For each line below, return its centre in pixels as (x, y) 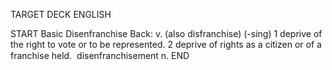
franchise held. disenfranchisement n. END (100, 55)
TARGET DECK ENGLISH (61, 14)
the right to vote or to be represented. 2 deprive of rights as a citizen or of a (166, 44)
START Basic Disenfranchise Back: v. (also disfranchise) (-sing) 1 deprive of (166, 33)
